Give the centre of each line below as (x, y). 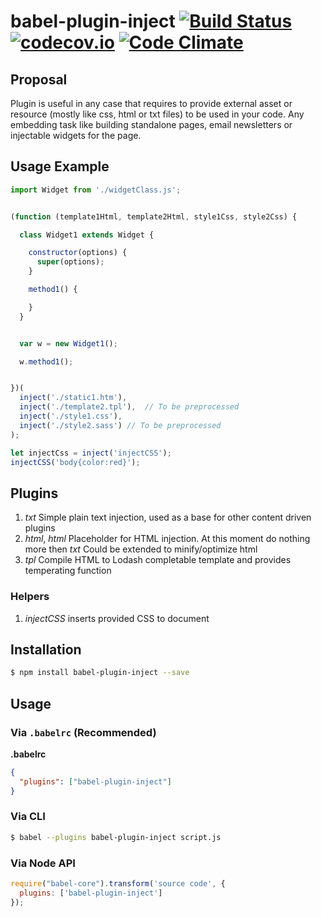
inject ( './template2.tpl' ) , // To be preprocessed (129, 407)
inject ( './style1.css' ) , (71, 416)
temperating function (68, 571)
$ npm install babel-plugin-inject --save (100, 673)
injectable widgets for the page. (76, 135)
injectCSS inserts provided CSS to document (117, 618)
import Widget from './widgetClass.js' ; (96, 190)
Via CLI (28, 817)
